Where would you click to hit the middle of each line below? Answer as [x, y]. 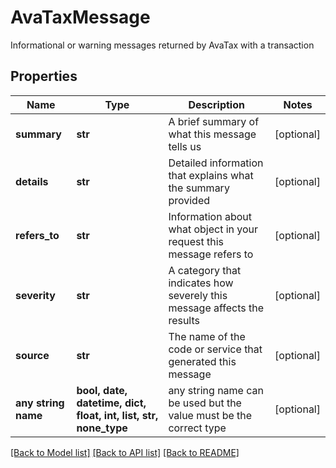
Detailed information [216, 163]
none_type [102, 428]
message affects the [216, 308]
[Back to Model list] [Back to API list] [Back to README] [125, 452]
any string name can [216, 390]
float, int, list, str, [117, 415]
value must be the [210, 415]
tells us [185, 146]
